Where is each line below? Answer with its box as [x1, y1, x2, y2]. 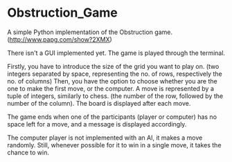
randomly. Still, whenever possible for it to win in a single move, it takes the [7, 140, 222, 149]
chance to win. [7, 148, 50, 156]
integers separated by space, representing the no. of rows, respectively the [7, 70, 223, 78]
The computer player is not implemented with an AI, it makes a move [7, 133, 203, 142]
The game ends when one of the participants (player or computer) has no [7, 113, 217, 121]
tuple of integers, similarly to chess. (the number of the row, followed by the [7, 92, 224, 100]
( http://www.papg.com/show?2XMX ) [7, 35, 112, 43]
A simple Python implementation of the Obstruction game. [7, 28, 173, 36]
